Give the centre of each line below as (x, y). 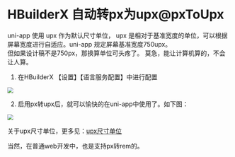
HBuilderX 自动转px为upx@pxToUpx (116, 14)
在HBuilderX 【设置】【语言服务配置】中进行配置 (87, 77)
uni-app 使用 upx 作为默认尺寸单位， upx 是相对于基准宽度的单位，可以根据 (117, 35)
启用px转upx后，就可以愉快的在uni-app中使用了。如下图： (103, 104)
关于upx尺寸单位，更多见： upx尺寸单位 (65, 131)
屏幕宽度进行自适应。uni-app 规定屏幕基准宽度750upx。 (90, 44)
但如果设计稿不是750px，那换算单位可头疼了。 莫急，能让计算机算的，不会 (116, 53)
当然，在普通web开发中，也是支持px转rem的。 (75, 146)
